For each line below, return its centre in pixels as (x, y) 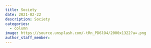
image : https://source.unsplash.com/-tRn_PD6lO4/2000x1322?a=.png (76, 33)
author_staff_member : (28, 38)
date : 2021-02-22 (23, 14)
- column (19, 28)
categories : (17, 24)
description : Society (28, 19)
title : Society (21, 10)
